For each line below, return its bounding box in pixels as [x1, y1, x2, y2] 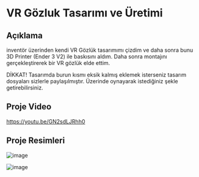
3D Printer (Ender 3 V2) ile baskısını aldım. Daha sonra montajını [6, 53, 167, 60]
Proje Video [6, 102, 52, 112]
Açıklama [6, 30, 43, 41]
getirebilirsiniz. [6, 84, 44, 91]
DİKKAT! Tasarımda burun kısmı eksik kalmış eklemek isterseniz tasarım [6, 71, 187, 78]
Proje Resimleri [6, 136, 65, 146]
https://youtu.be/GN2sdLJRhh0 [6, 117, 85, 125]
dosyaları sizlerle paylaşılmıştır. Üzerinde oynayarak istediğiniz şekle [6, 78, 178, 85]
